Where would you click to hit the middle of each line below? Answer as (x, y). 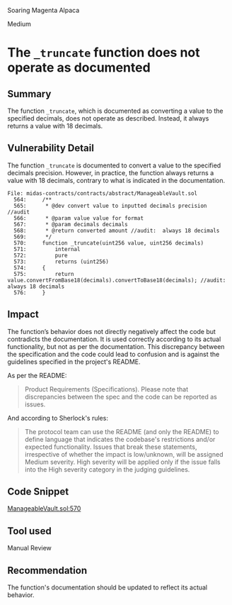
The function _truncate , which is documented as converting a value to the (115, 111)
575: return (44, 274)
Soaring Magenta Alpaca (43, 10)
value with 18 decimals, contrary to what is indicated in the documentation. (116, 180)
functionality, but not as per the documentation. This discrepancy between (116, 346)
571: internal (47, 249)
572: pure (41, 255)
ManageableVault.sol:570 (44, 509)
